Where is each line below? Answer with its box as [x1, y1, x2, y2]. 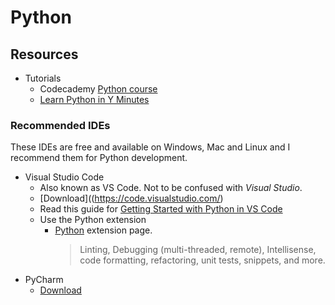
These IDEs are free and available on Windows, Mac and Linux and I [10, 141, 291, 153]
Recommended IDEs [10, 118, 111, 132]
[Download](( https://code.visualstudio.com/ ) [39, 192, 224, 205]
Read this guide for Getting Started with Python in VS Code [39, 203, 283, 215]
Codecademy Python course [39, 83, 158, 95]
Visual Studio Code [24, 171, 105, 183]
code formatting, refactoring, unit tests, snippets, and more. [79, 254, 326, 266]
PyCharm [24, 274, 64, 286]
